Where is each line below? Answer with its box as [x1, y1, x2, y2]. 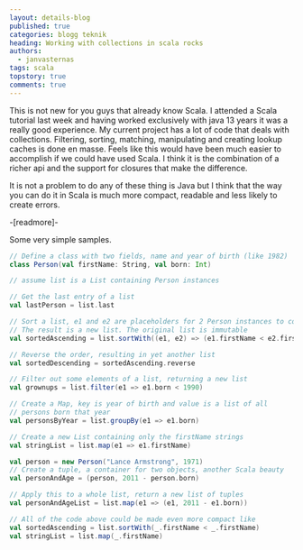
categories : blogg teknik [9, 30, 106, 39]
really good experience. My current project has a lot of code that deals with [9, 124, 290, 135]
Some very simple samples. [9, 234, 112, 244]
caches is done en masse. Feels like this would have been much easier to [9, 143, 282, 154]
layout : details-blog [9, 13, 91, 23]
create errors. [9, 199, 60, 210]
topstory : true [9, 72, 67, 81]
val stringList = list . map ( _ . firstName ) [9, 531, 164, 541]
